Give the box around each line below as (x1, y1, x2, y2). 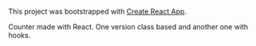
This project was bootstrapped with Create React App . (8, 7, 187, 16)
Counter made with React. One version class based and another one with (8, 22, 249, 31)
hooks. (8, 31, 31, 40)
